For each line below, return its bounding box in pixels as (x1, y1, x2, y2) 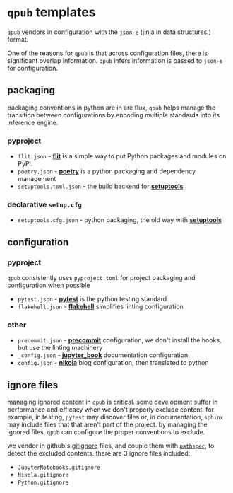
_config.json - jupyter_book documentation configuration (17, 351, 189, 359)
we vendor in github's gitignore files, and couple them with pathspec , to (7, 441, 215, 450)
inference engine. (7, 118, 59, 127)
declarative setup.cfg (7, 199, 83, 209)
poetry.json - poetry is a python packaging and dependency (17, 167, 196, 175)
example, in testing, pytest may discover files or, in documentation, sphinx (7, 413, 224, 422)
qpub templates (7, 4, 96, 21)
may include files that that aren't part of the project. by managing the (7, 420, 208, 429)
